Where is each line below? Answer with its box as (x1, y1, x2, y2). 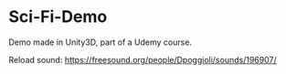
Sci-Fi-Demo (8, 6, 108, 27)
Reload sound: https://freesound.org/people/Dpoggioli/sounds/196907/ (8, 54, 277, 65)
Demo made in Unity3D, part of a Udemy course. (8, 37, 193, 48)
